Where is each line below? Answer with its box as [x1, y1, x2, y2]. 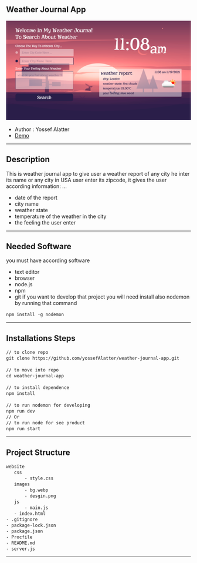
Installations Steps [6, 333, 76, 343]
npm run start [6, 426, 41, 432]
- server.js [6, 546, 35, 552]
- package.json [6, 528, 43, 534]
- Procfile [6, 534, 33, 540]
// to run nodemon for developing [6, 403, 91, 408]
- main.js [24, 505, 49, 511]
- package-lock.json [6, 522, 57, 528]
